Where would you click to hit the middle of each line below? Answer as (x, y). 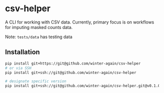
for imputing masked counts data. (39, 27)
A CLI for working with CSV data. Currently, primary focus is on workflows (80, 22)
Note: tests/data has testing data (39, 37)
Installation (22, 52)
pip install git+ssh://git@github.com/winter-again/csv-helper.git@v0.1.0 (83, 86)
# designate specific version (36, 81)
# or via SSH (18, 68)
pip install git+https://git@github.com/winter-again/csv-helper (73, 63)
